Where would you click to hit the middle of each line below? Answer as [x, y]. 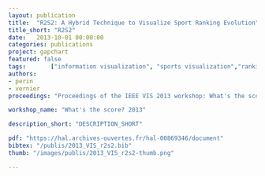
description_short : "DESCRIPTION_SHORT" [76, 124]
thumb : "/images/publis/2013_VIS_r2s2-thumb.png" [91, 153]
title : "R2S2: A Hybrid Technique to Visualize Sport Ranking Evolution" [134, 23]
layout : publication [42, 15]
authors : [22, 74]
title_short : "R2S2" [42, 30]
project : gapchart [38, 52]
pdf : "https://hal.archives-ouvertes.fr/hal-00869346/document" [116, 138]
